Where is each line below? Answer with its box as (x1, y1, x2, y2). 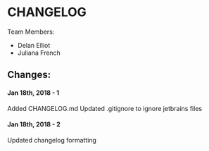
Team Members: (7, 27, 55, 36)
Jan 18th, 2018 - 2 (7, 120, 61, 129)
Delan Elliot (17, 41, 51, 49)
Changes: (7, 69, 51, 81)
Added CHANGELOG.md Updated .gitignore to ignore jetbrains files (7, 104, 203, 112)
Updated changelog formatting (7, 136, 97, 144)
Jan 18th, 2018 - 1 (7, 88, 60, 97)
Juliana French (17, 48, 61, 57)
